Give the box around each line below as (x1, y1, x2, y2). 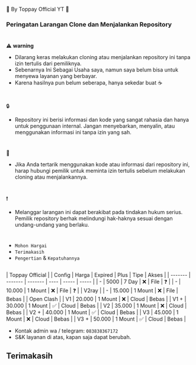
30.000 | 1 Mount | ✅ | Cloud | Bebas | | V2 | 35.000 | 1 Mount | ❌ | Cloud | (6, 302, 187, 309)
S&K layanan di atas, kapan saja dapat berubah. (14, 334, 131, 341)
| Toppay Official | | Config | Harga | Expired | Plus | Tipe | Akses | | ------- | (6, 272, 191, 279)
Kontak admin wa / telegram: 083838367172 (14, 327, 118, 334)
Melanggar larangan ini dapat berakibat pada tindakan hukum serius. (14, 208, 183, 215)
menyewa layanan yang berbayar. (14, 73, 98, 80)
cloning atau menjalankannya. (14, 173, 88, 180)
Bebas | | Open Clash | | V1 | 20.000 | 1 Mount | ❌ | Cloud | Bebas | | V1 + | (6, 296, 187, 303)
